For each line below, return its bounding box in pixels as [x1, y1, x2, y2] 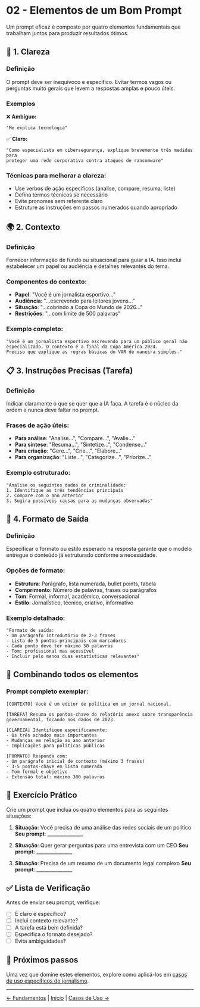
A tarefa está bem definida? [14, 924, 83, 931]
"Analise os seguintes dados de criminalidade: [6, 482, 127, 488]
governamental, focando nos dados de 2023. [6, 716, 116, 722]
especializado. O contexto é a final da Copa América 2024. [6, 344, 159, 350]
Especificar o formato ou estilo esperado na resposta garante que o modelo [6, 545, 192, 553]
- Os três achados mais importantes [6, 732, 97, 738]
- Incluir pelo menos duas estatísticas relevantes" [6, 653, 140, 660]
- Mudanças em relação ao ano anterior [6, 737, 105, 743]
